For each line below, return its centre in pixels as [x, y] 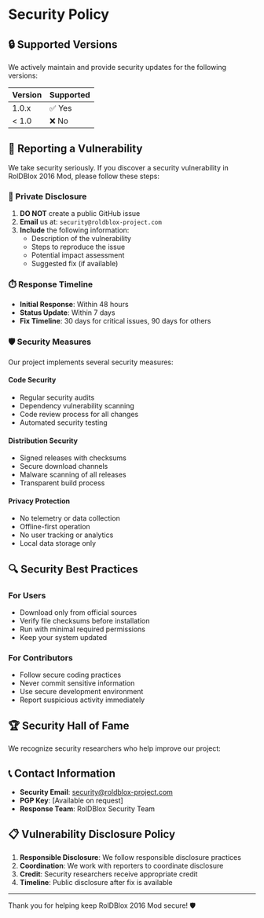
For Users [27, 595]
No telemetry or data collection [70, 518]
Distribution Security [43, 441]
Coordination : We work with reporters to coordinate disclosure [121, 865]
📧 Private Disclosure [48, 196]
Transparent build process [62, 483]
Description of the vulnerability [81, 239]
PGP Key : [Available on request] [71, 800]
